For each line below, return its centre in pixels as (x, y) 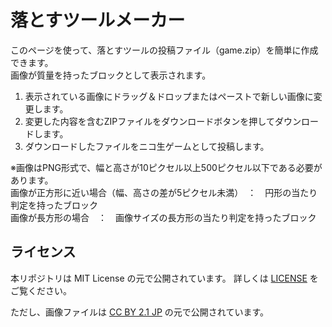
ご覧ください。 (41, 290)
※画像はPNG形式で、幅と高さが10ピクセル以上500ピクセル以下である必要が (166, 167)
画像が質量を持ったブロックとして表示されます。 (111, 75)
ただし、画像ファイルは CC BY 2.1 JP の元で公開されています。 (139, 312)
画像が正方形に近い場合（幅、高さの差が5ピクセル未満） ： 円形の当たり (164, 192)
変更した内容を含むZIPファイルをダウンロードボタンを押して (149, 121)
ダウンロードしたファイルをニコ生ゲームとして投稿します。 (147, 146)
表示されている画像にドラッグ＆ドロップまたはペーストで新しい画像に (169, 96)
